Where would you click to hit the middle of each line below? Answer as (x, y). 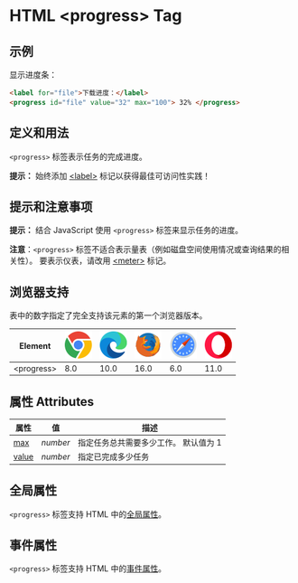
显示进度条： (33, 75)
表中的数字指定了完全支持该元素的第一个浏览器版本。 (108, 315)
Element (35, 345)
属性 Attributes (52, 402)
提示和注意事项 (51, 207)
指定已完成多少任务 (114, 456)
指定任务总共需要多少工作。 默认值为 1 (150, 442)
